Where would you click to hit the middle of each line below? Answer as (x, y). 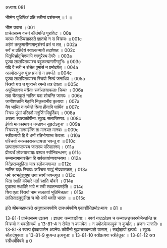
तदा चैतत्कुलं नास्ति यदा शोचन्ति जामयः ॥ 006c (44, 96)
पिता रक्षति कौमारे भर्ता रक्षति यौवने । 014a (39, 181)
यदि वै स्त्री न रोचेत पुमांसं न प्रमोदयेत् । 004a (42, 67)
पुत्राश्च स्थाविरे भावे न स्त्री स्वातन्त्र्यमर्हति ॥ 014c (44, 187)
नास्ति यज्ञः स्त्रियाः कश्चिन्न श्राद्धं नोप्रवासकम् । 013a (46, 169)
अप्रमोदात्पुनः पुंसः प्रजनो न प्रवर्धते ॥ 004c (39, 73)
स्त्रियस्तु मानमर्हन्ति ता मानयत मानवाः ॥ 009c (42, 130)
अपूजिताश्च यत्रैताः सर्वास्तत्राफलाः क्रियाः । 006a (44, 90)
